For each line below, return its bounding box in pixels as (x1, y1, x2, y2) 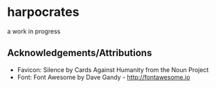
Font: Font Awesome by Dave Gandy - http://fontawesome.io (17, 73, 190, 81)
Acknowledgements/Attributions (7, 47, 152, 59)
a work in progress (7, 27, 61, 35)
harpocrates (7, 4, 80, 20)
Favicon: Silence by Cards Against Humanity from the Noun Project (17, 65, 209, 73)
